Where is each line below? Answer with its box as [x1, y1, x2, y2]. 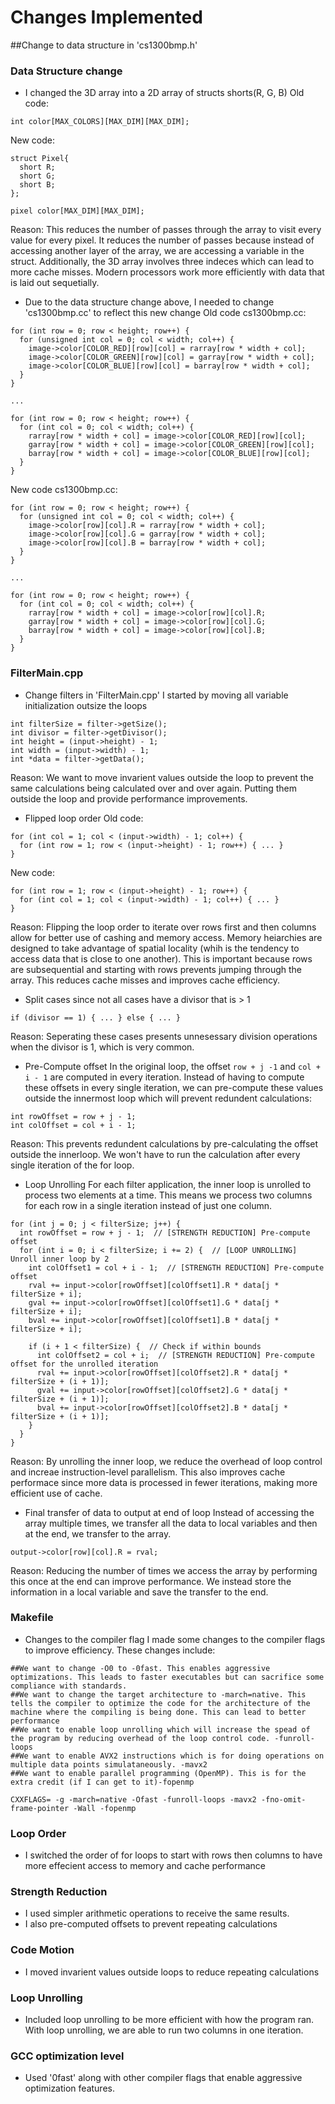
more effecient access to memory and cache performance [24, 1860, 267, 1872]
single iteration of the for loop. [10, 1159, 135, 1171]
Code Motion [10, 1943, 75, 1957]
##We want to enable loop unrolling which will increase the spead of [10, 1724, 311, 1735]
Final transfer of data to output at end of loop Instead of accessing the [24, 1506, 315, 1518]
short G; [19, 171, 56, 181]
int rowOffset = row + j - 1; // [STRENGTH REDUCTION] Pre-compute [19, 1227, 311, 1238]
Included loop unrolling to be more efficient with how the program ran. [24, 2014, 315, 2026]
